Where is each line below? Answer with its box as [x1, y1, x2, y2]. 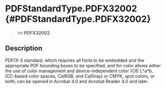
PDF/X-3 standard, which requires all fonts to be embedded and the [5, 57, 145, 63]
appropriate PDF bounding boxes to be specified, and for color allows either [5, 62, 161, 68]
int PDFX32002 [17, 30, 50, 36]
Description [5, 44, 42, 52]
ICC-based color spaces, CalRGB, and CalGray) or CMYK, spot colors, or [5, 73, 155, 79]
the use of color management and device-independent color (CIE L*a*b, [5, 68, 154, 74]
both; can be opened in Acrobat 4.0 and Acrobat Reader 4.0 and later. [5, 78, 149, 84]
